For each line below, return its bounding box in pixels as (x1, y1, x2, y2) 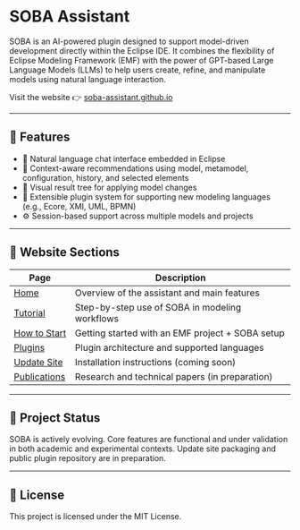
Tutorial (13, 306, 46, 319)
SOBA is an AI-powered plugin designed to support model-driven (9, 36, 249, 47)
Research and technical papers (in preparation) (74, 370, 273, 382)
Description (154, 271, 207, 284)
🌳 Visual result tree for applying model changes (21, 182, 197, 192)
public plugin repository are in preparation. (9, 453, 167, 464)
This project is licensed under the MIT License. (9, 511, 182, 522)
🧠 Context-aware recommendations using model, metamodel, (21, 163, 249, 174)
